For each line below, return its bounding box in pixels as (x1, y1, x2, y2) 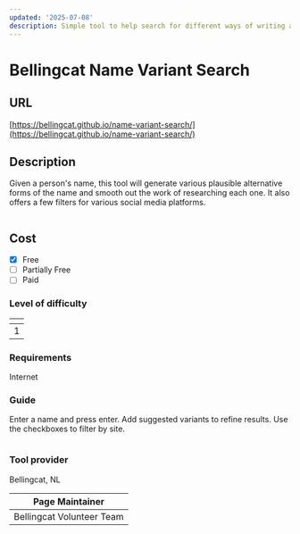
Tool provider (9, 454, 69, 466)
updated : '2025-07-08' (9, 13, 94, 22)
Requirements (9, 351, 72, 363)
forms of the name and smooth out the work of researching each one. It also (9, 188, 290, 198)
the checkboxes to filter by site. (9, 423, 125, 434)
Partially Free (21, 264, 71, 275)
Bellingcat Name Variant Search (9, 60, 250, 80)
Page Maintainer (32, 495, 105, 507)
